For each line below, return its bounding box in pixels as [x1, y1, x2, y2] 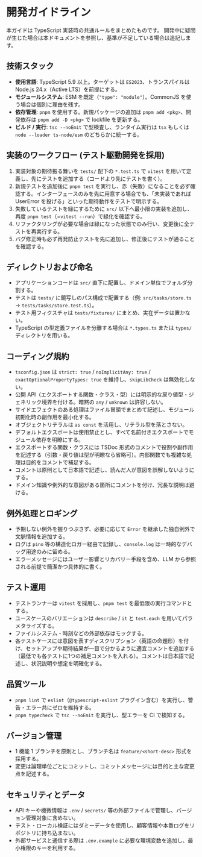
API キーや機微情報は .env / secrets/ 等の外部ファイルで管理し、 [14, 807, 177, 814]
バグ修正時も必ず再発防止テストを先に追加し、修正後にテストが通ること [14, 235, 195, 242]
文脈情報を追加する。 [14, 533, 68, 540]
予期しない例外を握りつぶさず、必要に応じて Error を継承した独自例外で [14, 526, 195, 532]
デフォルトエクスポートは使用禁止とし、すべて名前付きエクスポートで [14, 429, 189, 436]
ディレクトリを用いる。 [14, 332, 74, 339]
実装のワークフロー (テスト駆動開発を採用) [6, 150, 165, 160]
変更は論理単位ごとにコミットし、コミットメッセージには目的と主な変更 [14, 763, 195, 770]
